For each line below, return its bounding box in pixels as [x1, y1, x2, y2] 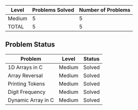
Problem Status [5, 40, 55, 49]
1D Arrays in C [8, 64, 43, 71]
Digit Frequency [8, 88, 46, 95]
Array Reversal [8, 72, 43, 79]
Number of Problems [79, 7, 131, 13]
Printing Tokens [8, 80, 45, 87]
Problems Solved [32, 7, 75, 13]
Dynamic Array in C [8, 96, 54, 103]
